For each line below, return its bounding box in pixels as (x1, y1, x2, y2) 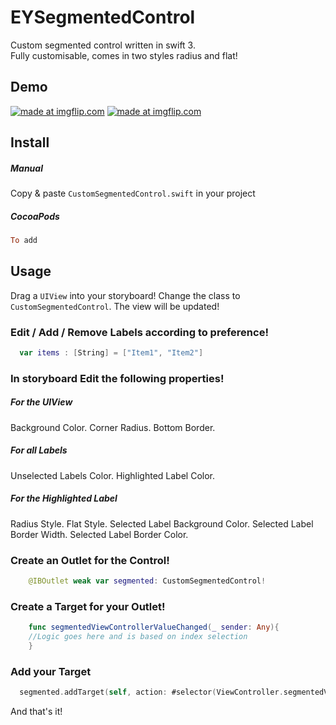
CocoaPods (10, 210, 60, 222)
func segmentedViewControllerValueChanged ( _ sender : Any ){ (28, 622, 280, 633)
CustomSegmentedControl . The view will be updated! (10, 300, 220, 312)
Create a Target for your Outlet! (10, 599, 166, 613)
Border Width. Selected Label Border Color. (10, 528, 189, 540)
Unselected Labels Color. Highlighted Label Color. (10, 469, 216, 481)
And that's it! (10, 706, 63, 718)
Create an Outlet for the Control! (10, 553, 170, 567)
